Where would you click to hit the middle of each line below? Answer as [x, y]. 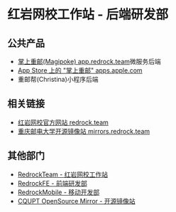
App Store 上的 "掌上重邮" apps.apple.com [80, 70]
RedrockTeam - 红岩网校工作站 [63, 174]
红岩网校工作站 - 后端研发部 [88, 15]
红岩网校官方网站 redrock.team [63, 122]
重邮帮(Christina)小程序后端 [58, 79]
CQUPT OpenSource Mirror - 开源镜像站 [77, 201]
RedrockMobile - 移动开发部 [59, 192]
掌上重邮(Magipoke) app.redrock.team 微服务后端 [89, 62]
